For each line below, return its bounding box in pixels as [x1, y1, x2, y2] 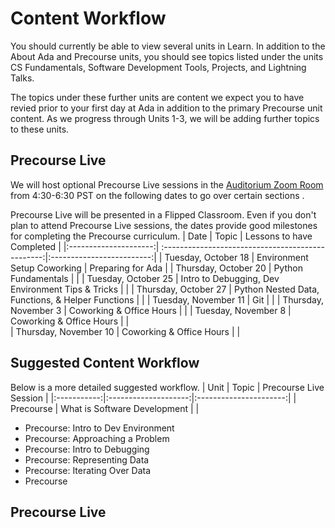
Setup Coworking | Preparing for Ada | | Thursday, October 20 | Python [10, 262, 303, 274]
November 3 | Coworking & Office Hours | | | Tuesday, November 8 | [10, 304, 292, 316]
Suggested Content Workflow [10, 355, 200, 372]
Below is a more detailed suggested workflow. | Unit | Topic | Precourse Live [10, 381, 325, 393]
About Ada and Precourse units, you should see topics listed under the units [10, 50, 324, 62]
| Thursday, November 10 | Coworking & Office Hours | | [10, 325, 241, 337]
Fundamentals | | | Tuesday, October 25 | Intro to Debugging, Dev [10, 272, 280, 284]
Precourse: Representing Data [24, 453, 150, 466]
